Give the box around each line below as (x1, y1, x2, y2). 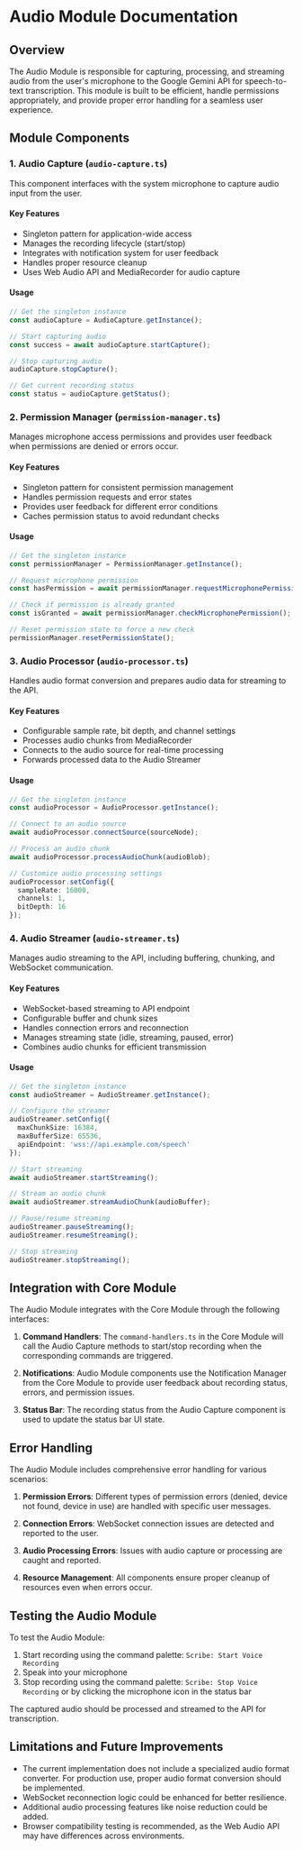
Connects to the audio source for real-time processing (22, 745, 225, 756)
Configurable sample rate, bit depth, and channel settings (22, 726, 236, 737)
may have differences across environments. (22, 1830, 185, 1841)
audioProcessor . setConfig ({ (9, 877, 115, 886)
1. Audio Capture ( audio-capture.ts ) (9, 158, 168, 170)
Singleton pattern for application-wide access (22, 228, 192, 239)
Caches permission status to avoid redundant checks (22, 510, 220, 521)
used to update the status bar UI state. (22, 1414, 165, 1425)
